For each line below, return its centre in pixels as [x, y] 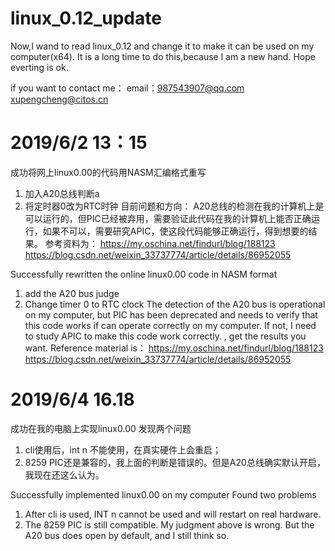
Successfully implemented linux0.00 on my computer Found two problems [163, 494]
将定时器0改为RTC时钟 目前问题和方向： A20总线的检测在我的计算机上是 [174, 206]
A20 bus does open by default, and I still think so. [127, 535]
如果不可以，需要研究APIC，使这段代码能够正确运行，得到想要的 [175, 231]
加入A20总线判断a [62, 193]
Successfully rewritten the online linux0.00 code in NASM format [144, 274]
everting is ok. [39, 67]
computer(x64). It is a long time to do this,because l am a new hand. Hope [163, 56]
